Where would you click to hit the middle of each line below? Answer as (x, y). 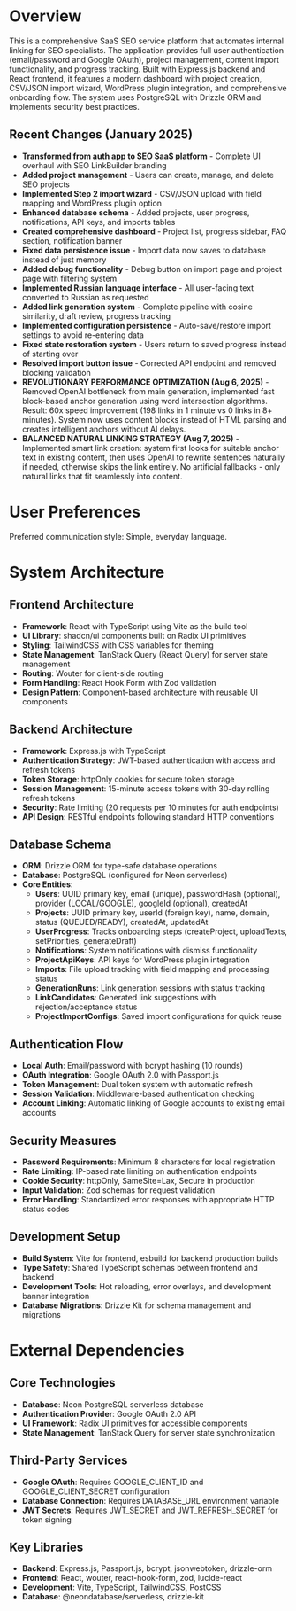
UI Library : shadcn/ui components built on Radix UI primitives (134, 635)
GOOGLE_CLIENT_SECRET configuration (95, 1491)
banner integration (56, 1296)
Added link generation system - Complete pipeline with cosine (137, 307)
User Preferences (75, 512)
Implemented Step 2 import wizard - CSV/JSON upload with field (142, 193)
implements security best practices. (74, 106)
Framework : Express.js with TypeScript (94, 751)
